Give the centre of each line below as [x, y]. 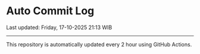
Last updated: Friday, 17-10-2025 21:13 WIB [59, 27]
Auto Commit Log [50, 11]
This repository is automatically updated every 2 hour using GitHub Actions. [99, 44]
